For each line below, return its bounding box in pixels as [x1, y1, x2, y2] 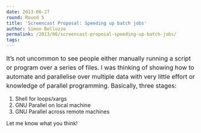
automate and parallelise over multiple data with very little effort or [6, 73, 195, 80]
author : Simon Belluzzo [6, 25, 66, 32]
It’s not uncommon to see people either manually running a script [6, 54, 191, 62]
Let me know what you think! [6, 120, 78, 127]
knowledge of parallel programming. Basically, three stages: [6, 82, 177, 89]
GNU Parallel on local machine [14, 102, 91, 109]
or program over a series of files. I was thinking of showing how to [6, 63, 194, 71]
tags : [6, 37, 20, 43]
